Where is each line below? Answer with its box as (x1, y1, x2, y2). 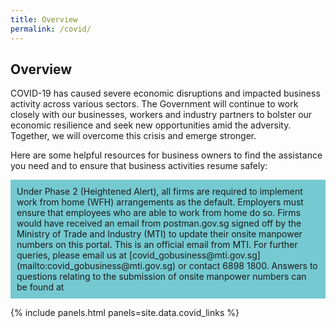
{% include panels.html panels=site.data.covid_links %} (10, 307, 240, 319)
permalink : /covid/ (10, 24, 92, 34)
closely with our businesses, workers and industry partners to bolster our (10, 109, 313, 121)
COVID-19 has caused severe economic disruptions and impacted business (10, 87, 321, 100)
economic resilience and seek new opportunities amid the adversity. (10, 119, 292, 131)
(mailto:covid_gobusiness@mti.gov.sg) (16, 260, 177, 272)
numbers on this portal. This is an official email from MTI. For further (16, 239, 298, 251)
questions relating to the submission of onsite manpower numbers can (16, 271, 307, 283)
